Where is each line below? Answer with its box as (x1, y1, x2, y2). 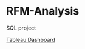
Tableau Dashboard (6, 36, 56, 43)
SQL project (6, 24, 36, 31)
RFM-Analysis (6, 4, 80, 18)
